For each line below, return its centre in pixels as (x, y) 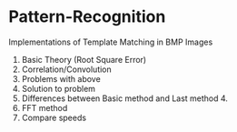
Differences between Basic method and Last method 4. (125, 98)
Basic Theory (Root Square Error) (84, 59)
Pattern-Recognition (87, 17)
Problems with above (61, 78)
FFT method (44, 107)
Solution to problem (59, 88)
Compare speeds (54, 117)
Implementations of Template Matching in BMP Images (111, 42)
